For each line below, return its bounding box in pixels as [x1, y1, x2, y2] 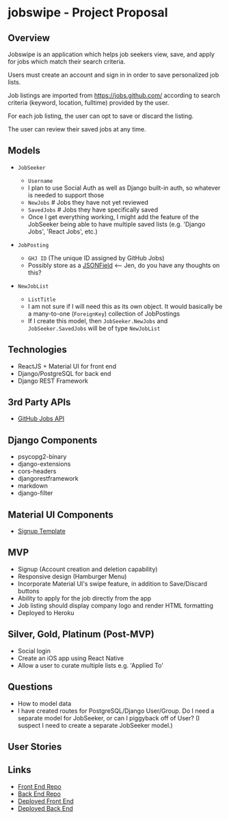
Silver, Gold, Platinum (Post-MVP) [8, 629, 154, 640]
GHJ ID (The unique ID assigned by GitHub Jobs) [27, 253, 165, 262]
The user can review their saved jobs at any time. [8, 125, 146, 133]
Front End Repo [17, 782, 62, 790]
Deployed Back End [17, 804, 74, 812]
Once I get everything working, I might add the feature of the [27, 212, 199, 220]
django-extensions [17, 460, 71, 468]
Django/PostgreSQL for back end [17, 369, 111, 377]
